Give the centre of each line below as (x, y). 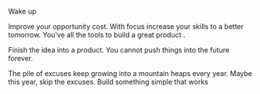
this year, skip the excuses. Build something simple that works (108, 82)
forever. (21, 58)
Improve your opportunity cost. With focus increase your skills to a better (126, 26)
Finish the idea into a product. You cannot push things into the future (119, 50)
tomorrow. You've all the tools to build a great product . (97, 35)
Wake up (22, 11)
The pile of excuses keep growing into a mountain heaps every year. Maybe (130, 73)
